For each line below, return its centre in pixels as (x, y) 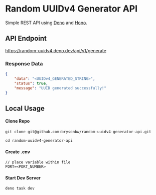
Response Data (24, 63)
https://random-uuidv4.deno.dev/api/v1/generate (56, 50)
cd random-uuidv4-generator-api (39, 141)
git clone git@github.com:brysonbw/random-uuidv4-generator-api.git (78, 132)
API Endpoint (26, 38)
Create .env (18, 152)
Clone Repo (18, 121)
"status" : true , (31, 83)
